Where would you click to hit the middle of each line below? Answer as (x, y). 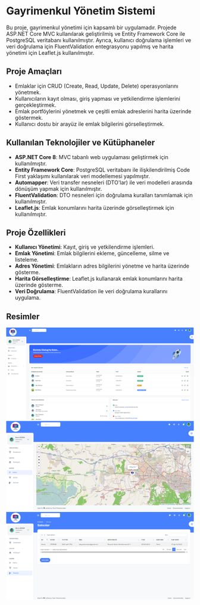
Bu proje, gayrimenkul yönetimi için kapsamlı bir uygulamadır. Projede (91, 27)
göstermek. (29, 117)
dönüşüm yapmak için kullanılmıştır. (58, 188)
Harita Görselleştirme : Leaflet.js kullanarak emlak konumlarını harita (99, 279)
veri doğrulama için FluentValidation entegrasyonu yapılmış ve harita (90, 46)
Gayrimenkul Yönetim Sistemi (81, 11)
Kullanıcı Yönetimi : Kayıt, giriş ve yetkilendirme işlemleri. (85, 247)
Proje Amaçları (34, 72)
